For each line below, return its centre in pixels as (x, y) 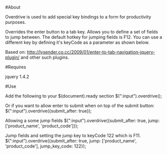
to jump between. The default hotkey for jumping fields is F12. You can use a (84, 37)
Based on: (15, 52)
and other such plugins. (45, 57)
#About (13, 7)
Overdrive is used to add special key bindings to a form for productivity (78, 17)
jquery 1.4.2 (17, 77)
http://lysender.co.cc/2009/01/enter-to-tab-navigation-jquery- (91, 52)
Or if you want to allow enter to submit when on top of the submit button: (80, 106)
